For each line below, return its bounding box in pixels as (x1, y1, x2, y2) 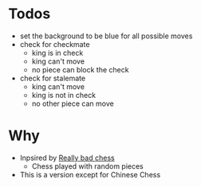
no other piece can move (31, 99, 114, 108)
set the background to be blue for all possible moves (19, 31, 193, 41)
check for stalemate (19, 73, 86, 83)
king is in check (31, 48, 84, 57)
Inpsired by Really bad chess (19, 153, 115, 162)
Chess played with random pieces (31, 161, 144, 171)
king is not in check (31, 90, 97, 99)
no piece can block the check (31, 64, 129, 74)
